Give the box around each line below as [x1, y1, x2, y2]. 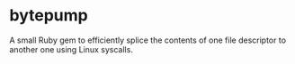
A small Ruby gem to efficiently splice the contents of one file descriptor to [9, 35, 286, 45]
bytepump [9, 5, 88, 26]
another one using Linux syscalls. [9, 44, 133, 54]
